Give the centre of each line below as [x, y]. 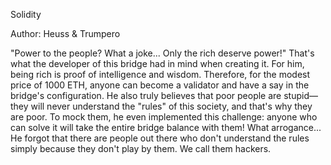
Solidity [26, 14]
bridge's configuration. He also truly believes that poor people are [146, 95]
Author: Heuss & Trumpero [65, 33]
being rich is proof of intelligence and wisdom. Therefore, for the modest [160, 74]
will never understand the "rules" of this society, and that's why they [171, 106]
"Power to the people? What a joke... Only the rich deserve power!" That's [162, 53]
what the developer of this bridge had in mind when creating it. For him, [157, 63]
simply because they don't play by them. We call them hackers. [141, 148]
